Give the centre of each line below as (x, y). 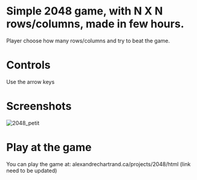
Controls (28, 65)
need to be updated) (32, 170)
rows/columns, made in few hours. (95, 24)
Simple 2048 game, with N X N (85, 11)
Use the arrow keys (31, 82)
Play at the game (49, 147)
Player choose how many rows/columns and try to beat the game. (88, 40)
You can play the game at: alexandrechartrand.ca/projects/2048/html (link (98, 164)
